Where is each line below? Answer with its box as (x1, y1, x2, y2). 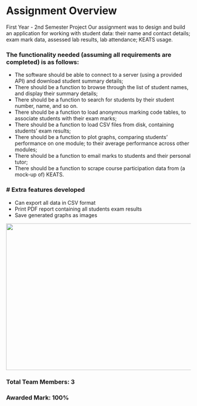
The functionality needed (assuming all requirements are (6, 50, 172, 59)
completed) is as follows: (6, 57, 79, 66)
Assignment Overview (6, 4, 117, 18)
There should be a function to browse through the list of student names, (14, 84, 189, 91)
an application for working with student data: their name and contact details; (6, 29, 191, 36)
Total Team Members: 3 (6, 378, 75, 386)
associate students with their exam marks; (14, 115, 117, 122)
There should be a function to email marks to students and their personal (14, 153, 191, 160)
